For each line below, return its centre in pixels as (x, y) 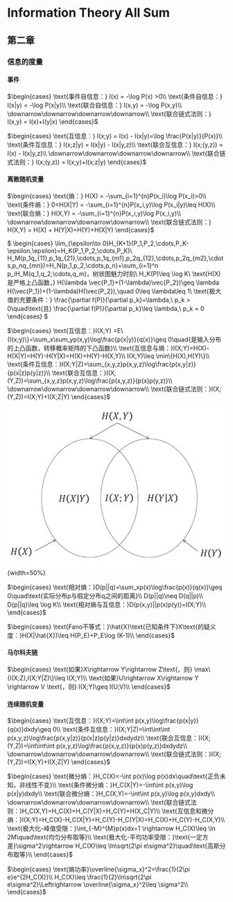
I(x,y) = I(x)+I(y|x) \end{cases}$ (53, 121)
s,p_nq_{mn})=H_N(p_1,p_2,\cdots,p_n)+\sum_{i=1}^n (83, 265)
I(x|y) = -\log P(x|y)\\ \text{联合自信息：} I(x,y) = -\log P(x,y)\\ (95, 105)
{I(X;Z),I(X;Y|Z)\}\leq (36, 678)
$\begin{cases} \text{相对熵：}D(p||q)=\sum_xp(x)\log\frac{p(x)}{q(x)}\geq (115, 587)
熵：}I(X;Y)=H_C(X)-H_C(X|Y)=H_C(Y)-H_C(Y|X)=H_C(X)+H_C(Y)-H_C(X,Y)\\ (116, 820)
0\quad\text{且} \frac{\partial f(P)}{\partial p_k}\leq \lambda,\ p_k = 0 (106, 308)
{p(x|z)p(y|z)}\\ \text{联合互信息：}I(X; (62, 373)
